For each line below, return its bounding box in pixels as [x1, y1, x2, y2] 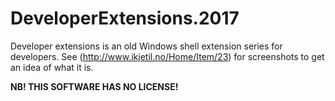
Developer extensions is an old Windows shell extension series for [10, 40, 283, 52]
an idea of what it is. [10, 61, 94, 73]
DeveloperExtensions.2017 [10, 7, 240, 30]
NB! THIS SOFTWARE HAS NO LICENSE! [10, 80, 179, 92]
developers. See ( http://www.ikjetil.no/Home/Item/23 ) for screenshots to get [10, 50, 325, 62]
